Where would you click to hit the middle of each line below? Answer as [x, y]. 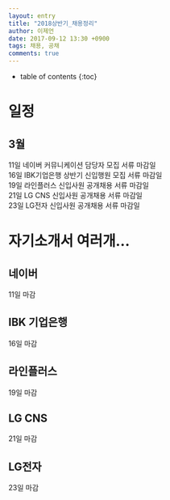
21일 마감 [23, 439]
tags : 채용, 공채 [34, 46]
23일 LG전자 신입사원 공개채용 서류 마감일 [74, 206]
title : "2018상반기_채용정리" [53, 23]
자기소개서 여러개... [69, 242]
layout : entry [32, 16]
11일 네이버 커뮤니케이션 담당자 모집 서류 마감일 [82, 165]
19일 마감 [23, 392]
